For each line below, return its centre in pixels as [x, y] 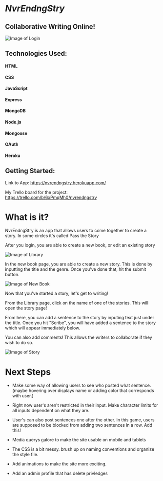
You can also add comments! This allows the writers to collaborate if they [79, 337]
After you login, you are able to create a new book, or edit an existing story [80, 245]
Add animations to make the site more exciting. [59, 464]
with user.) [23, 396]
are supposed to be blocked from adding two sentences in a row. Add [82, 425]
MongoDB [15, 111]
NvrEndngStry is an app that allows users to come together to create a [76, 231]
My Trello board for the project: [37, 192]
